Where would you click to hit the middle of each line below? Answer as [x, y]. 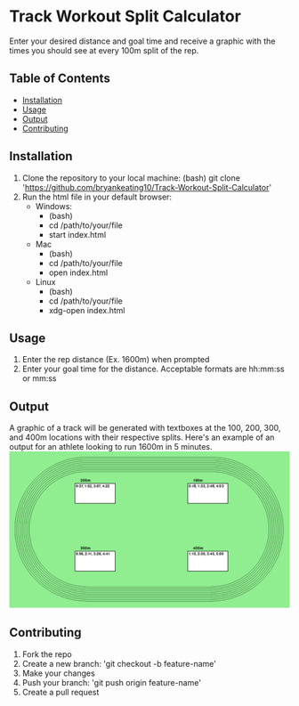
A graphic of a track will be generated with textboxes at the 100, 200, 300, [145, 428]
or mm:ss [39, 378]
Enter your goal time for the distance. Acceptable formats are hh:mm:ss [153, 369]
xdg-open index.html [87, 310]
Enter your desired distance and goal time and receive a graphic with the [142, 41]
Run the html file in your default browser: [97, 197]
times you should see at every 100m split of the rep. [104, 50]
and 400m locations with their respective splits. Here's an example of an [142, 437]
